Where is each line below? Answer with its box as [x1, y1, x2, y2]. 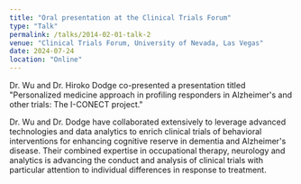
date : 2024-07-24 [9, 47, 75, 56]
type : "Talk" [9, 22, 59, 31]
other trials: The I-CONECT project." [9, 99, 143, 109]
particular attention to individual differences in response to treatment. [9, 164, 268, 175]
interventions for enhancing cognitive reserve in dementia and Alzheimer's [9, 136, 287, 146]
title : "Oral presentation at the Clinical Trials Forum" [9, 13, 232, 23]
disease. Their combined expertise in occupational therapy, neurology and [9, 145, 286, 156]
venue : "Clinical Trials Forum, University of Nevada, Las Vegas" [9, 38, 264, 48]
